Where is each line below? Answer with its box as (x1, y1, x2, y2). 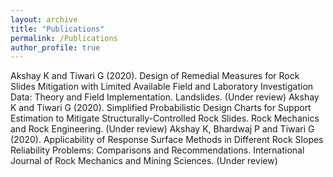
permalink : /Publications (10, 33, 118, 43)
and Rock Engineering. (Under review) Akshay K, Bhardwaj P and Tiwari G (10, 123, 315, 135)
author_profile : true (10, 42, 101, 53)
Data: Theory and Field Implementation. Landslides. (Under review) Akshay (10, 91, 320, 103)
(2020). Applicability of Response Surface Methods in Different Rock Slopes (10, 134, 324, 146)
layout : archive (10, 14, 78, 25)
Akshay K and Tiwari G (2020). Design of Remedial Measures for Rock (10, 70, 300, 82)
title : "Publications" (10, 24, 105, 34)
